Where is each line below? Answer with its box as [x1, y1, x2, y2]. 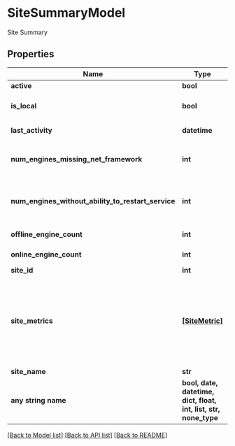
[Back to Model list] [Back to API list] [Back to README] [7, 431, 168, 439]
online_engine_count [10, 250, 82, 259]
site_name [10, 366, 47, 376]
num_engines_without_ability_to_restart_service [10, 196, 176, 206]
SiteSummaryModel [7, 5, 126, 21]
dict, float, [181, 395, 217, 405]
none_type [181, 412, 219, 422]
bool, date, [181, 377, 218, 387]
